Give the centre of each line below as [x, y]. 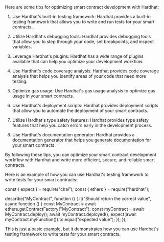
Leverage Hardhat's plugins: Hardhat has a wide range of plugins [78, 56]
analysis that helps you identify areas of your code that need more [79, 76]
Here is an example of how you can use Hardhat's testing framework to [77, 175]
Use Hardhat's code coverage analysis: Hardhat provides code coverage [85, 71]
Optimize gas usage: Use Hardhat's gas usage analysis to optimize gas [84, 91]
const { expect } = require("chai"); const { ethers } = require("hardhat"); [77, 189]
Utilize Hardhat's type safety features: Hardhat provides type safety [81, 120]
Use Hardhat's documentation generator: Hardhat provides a [73, 135]
